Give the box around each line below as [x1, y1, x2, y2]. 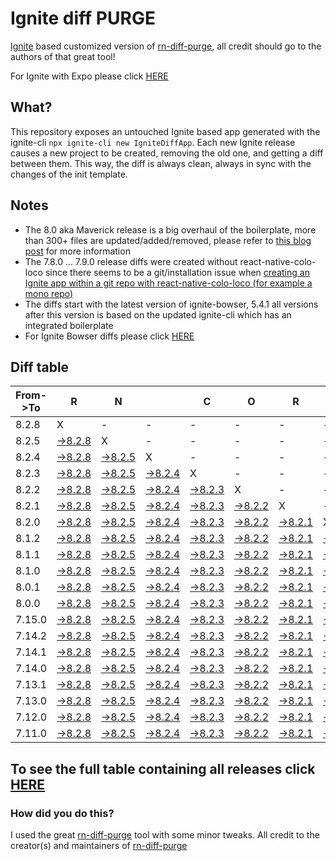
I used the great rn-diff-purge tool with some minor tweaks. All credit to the [10, 829, 320, 841]
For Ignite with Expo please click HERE [10, 70, 169, 82]
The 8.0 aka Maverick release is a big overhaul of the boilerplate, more [24, 223, 317, 236]
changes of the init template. [10, 168, 128, 180]
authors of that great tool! [10, 50, 116, 62]
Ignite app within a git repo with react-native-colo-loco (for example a [24, 277, 313, 289]
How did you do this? [10, 806, 115, 820]
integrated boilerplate [24, 319, 114, 331]
